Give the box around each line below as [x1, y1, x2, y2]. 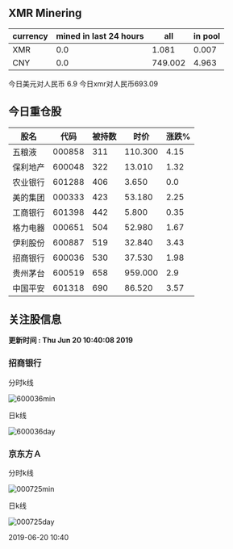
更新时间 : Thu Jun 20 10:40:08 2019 [8, 335, 133, 346]
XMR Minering [8, 6, 82, 20]
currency [12, 30, 48, 41]
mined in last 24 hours [56, 30, 144, 41]
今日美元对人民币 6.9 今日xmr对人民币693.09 [8, 78, 159, 88]
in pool [193, 30, 220, 41]
